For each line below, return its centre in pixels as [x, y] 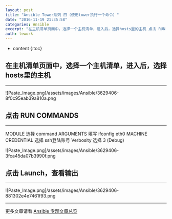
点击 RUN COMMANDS [42, 116]
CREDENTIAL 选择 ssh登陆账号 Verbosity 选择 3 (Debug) [65, 140]
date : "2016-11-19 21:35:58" [36, 19]
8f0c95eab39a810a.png [31, 98]
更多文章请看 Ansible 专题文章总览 [41, 211]
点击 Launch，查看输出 [42, 173]
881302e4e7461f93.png [30, 196]
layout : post [19, 10]
